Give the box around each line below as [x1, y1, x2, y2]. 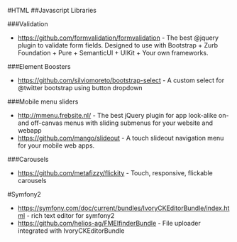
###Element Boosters [7, 62, 71, 70]
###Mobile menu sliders [7, 97, 79, 106]
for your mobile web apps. [17, 141, 95, 150]
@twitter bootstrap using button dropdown [17, 84, 143, 92]
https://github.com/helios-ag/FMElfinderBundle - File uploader [17, 219, 201, 227]
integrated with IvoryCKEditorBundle [17, 226, 125, 235]
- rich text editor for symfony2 [26, 211, 115, 219]
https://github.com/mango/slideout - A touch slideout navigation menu [17, 134, 224, 142]
